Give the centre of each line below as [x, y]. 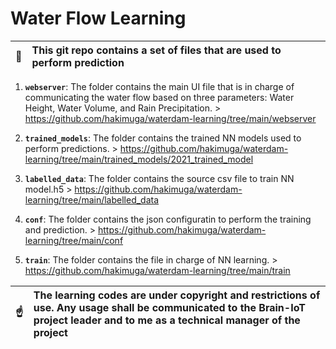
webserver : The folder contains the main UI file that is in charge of [159, 86]
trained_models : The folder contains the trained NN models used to [163, 138]
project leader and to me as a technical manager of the [167, 320]
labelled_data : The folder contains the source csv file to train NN [159, 178]
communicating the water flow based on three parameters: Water [159, 97]
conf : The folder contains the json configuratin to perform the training [168, 219]
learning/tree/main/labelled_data [92, 199]
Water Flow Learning [98, 18]
